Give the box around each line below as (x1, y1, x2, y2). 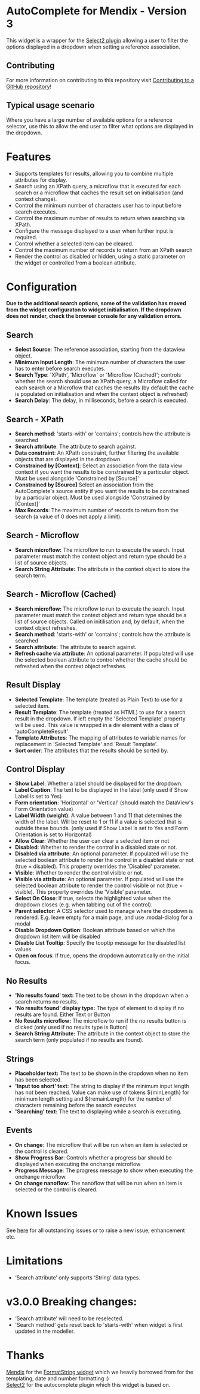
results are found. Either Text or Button (14, 1011, 110, 1018)
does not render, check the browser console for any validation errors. (6, 313, 182, 320)
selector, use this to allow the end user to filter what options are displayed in (6, 122, 194, 130)
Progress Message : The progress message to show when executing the (14, 1167, 193, 1174)
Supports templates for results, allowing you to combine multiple (14, 170, 174, 177)
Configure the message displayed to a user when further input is (14, 227, 174, 235)
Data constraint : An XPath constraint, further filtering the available (14, 449, 179, 456)
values (14, 946, 32, 953)
